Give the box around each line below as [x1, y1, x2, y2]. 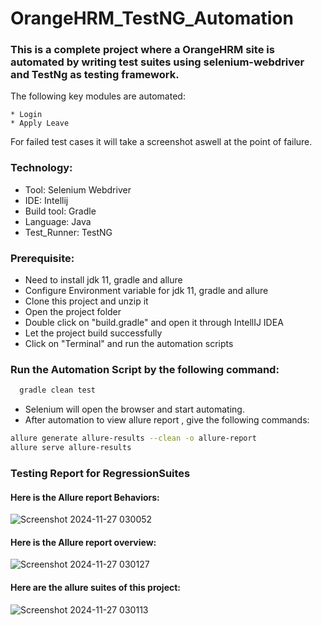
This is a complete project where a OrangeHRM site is [10, 43, 275, 57]
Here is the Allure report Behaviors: [10, 491, 160, 503]
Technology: [10, 161, 73, 175]
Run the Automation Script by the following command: [10, 363, 280, 376]
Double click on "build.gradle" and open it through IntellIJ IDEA [24, 317, 284, 329]
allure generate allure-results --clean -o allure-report [10, 433, 257, 444]
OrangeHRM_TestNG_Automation [10, 7, 294, 30]
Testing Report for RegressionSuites [10, 466, 191, 480]
